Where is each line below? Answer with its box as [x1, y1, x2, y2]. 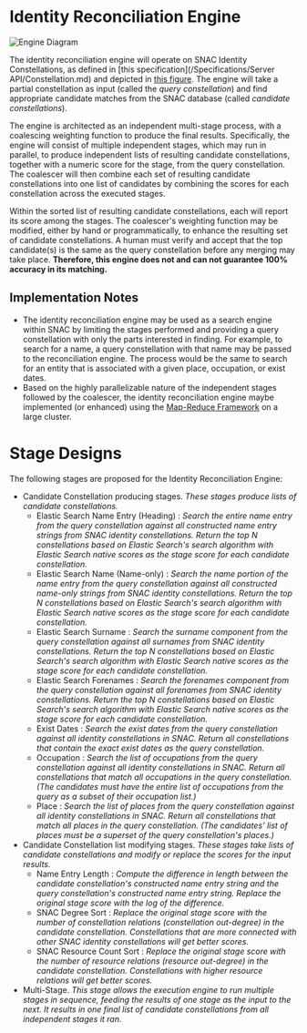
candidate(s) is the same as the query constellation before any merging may [9, 244, 296, 255]
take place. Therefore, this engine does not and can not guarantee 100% [9, 253, 289, 265]
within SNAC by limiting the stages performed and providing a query [22, 323, 280, 334]
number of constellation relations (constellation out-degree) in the [36, 916, 285, 927]
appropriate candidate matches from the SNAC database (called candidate [9, 93, 291, 104]
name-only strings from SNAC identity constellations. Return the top [36, 588, 293, 598]
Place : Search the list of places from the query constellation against [36, 800, 294, 812]
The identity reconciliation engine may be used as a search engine [22, 314, 272, 325]
